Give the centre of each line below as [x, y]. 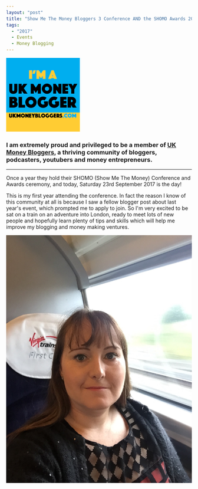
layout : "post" [25, 12]
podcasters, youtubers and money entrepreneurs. [79, 159]
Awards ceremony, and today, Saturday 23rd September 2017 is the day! [94, 184]
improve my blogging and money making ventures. [68, 227]
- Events [22, 37]
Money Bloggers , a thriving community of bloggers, [82, 152]
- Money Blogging [33, 44]
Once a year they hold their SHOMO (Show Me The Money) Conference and [98, 178]
